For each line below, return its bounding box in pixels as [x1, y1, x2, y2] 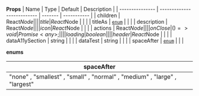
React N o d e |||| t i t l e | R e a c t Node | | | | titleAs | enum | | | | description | [6, 18, 168, 25]
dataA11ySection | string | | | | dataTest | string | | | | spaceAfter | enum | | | [6, 37, 184, 44]
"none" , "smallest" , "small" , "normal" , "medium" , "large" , [9, 73, 176, 81]
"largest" [9, 80, 34, 88]
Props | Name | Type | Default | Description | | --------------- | [6, 6, 159, 12]
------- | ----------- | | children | [41, 12, 120, 19]
